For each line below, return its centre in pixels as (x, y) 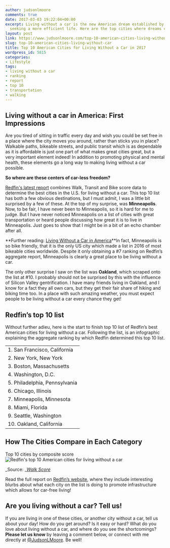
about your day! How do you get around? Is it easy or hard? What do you (81, 524)
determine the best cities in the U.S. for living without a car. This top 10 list (82, 193)
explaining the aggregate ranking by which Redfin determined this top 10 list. (85, 338)
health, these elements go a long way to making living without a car (75, 162)
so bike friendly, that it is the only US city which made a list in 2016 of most (83, 246)
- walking (16, 95)
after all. (14, 231)
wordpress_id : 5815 (26, 52)
